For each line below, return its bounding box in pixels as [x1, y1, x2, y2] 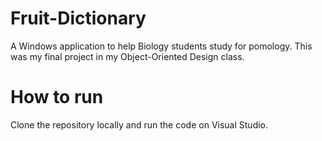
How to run [10, 86, 104, 109]
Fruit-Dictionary [10, 7, 147, 30]
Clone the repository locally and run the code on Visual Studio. [10, 118, 269, 131]
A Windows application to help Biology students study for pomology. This [10, 40, 313, 52]
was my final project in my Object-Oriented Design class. [10, 50, 245, 62]
